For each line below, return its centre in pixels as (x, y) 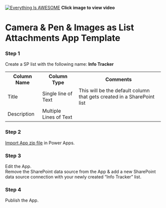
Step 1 (13, 53)
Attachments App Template (63, 38)
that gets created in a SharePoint (117, 97)
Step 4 (13, 189)
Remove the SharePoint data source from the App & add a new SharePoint (81, 172)
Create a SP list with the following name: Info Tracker (60, 64)
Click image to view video (88, 8)
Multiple (52, 111)
